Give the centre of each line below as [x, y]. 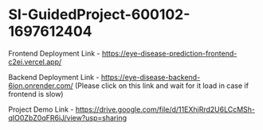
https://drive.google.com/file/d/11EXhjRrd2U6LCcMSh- [165, 109]
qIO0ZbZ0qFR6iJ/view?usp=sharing [68, 117]
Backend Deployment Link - [54, 77]
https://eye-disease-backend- [151, 77]
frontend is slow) [36, 94]
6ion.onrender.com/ [41, 86]
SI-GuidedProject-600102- [99, 15]
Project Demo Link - [41, 109]
